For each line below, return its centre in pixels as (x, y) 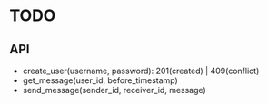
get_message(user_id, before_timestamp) (100, 80)
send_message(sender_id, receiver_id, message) (114, 90)
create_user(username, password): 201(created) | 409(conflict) (141, 71)
